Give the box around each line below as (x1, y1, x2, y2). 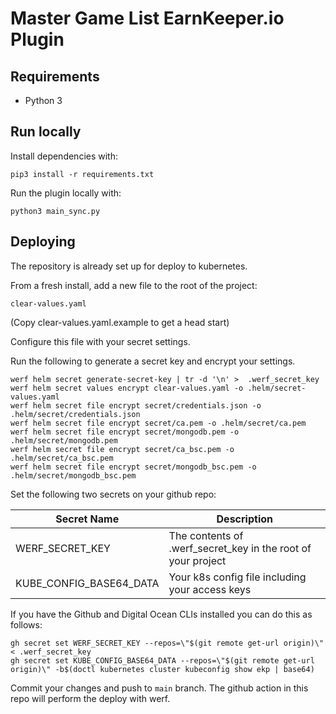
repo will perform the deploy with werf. (10, 692, 171, 704)
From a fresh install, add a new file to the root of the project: (10, 279, 258, 291)
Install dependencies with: (10, 150, 119, 162)
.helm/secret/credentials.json (10, 409, 141, 419)
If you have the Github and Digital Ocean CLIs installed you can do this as (10, 608, 313, 620)
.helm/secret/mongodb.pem (10, 435, 118, 446)
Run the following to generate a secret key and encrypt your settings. (10, 355, 296, 367)
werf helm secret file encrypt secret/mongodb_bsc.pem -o (10, 462, 257, 472)
